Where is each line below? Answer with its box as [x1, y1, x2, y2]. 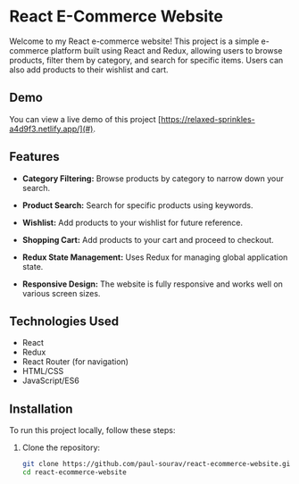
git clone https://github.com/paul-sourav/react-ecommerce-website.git [21, 460, 295, 469]
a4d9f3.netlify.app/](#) [9, 123, 94, 134]
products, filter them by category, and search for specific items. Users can [9, 54, 284, 65]
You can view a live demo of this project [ [9, 113, 162, 124]
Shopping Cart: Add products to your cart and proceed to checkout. [21, 234, 274, 245]
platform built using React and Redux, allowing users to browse [50, 45, 283, 55]
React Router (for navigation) [21, 356, 129, 367]
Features [9, 149, 60, 164]
